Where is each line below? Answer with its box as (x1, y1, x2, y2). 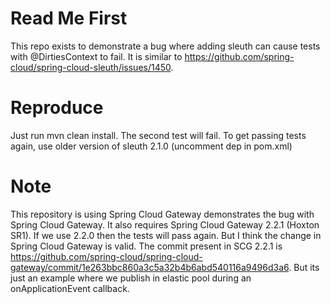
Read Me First (10, 7, 128, 30)
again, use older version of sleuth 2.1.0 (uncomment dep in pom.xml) (10, 140, 293, 152)
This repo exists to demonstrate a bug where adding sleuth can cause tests (10, 40, 321, 52)
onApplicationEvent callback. (10, 282, 130, 294)
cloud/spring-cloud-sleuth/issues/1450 (10, 61, 172, 73)
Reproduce (10, 97, 104, 119)
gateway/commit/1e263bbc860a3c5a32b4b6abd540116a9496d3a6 (10, 261, 290, 273)
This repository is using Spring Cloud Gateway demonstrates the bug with (10, 208, 315, 220)
